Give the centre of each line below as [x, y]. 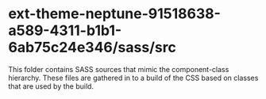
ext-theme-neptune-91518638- [114, 14]
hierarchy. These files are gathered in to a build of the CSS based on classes [133, 78]
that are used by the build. [51, 86]
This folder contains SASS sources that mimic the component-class [119, 69]
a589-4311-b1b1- [65, 30]
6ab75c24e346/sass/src [92, 48]
